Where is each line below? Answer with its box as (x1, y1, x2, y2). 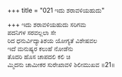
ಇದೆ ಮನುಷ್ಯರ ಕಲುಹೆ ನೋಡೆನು (7, 44, 74, 53)
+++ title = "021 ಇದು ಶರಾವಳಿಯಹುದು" (7, 6, 105, 14)
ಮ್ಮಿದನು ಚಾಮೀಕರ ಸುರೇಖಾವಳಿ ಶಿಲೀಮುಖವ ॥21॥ (7, 61, 116, 68)
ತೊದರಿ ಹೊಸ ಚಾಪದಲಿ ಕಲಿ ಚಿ (7, 53, 71, 61)
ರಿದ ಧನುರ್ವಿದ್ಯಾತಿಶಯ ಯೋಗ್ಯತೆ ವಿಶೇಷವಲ (7, 36, 98, 45)
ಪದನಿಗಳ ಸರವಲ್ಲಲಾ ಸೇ (7, 29, 57, 36)
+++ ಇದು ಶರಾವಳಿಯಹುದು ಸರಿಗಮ (7, 21, 87, 29)
